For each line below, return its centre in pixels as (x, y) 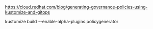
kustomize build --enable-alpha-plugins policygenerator (62, 22)
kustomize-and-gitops (27, 12)
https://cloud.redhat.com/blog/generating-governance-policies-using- (76, 7)
